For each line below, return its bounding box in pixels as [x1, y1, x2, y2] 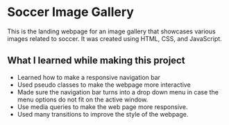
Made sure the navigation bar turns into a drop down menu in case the [17, 87, 219, 96]
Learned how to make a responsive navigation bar [17, 73, 161, 81]
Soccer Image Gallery [7, 4, 134, 20]
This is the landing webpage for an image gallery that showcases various [7, 27, 217, 35]
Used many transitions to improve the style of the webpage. [17, 110, 189, 118]
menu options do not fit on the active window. [17, 95, 149, 103]
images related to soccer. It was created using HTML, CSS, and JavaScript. [7, 34, 222, 42]
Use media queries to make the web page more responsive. [17, 102, 188, 111]
